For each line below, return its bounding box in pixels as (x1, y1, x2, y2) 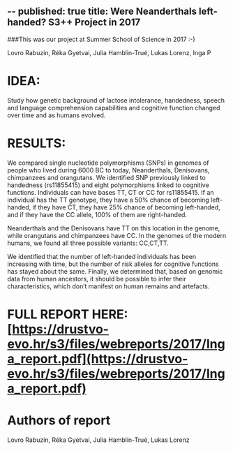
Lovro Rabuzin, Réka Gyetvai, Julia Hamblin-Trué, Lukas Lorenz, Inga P (7, 48, 211, 57)
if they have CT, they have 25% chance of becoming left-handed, (32, 202, 221, 212)
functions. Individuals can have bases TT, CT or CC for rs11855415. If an (7, 188, 214, 196)
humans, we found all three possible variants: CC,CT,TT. (7, 239, 170, 247)
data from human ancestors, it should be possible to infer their (7, 274, 187, 283)
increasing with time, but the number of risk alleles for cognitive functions (7, 260, 219, 268)
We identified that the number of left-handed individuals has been (7, 252, 197, 260)
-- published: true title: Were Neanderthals (7, 6, 197, 17)
